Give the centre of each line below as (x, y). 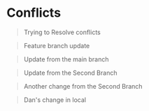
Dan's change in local (55, 100)
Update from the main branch (66, 59)
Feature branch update (57, 45)
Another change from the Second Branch (83, 86)
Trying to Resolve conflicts (62, 32)
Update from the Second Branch (70, 73)
